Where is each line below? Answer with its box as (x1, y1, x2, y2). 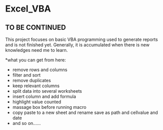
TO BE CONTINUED (5, 23, 66, 32)
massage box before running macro (12, 104, 87, 110)
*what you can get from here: (5, 57, 66, 63)
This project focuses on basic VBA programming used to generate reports (5, 36, 158, 42)
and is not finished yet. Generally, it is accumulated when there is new (5, 42, 149, 48)
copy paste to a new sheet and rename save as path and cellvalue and (12, 109, 158, 115)
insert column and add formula (12, 94, 76, 99)
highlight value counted (12, 99, 62, 105)
